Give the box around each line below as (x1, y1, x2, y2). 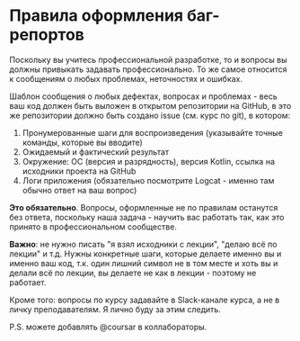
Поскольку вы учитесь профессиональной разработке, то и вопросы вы (9, 54, 287, 65)
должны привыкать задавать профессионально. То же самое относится (9, 64, 287, 75)
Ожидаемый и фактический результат (22, 146, 169, 157)
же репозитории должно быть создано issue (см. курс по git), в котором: (9, 110, 291, 121)
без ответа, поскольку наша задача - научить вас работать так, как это (9, 211, 285, 222)
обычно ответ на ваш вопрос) (22, 184, 137, 195)
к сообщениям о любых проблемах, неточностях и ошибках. (9, 73, 243, 84)
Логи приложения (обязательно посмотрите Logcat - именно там (22, 175, 275, 185)
